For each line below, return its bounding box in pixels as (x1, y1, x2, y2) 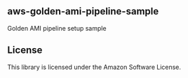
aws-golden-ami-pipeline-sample (7, 6, 159, 17)
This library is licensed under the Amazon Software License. (7, 63, 181, 71)
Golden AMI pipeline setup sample (7, 24, 107, 32)
